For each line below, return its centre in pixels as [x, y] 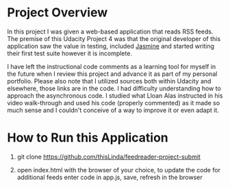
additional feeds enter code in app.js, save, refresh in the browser [110, 177]
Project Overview [57, 13]
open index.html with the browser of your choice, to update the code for [119, 170]
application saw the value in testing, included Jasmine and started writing [111, 46]
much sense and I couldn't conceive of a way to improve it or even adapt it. [113, 110]
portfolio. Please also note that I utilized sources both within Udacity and [109, 81]
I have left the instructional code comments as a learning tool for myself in [112, 66]
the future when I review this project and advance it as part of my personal [112, 74]
